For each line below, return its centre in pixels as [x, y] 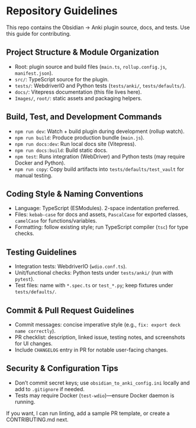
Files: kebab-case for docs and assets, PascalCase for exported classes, [101, 214]
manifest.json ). [34, 73]
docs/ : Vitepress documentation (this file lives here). [78, 92]
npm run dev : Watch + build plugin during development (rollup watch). [99, 131]
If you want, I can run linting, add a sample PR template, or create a [88, 413]
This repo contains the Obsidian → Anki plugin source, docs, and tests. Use [98, 27]
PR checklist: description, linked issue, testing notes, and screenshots [100, 337]
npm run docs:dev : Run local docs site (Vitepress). [75, 144]
